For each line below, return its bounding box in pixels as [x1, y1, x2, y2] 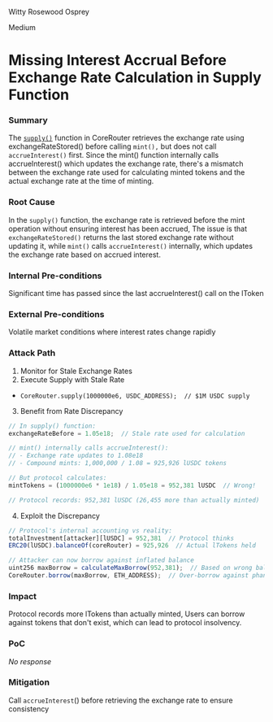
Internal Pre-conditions [8, 270, 102, 281]
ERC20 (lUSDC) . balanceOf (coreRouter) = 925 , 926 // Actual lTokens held [8, 541, 256, 550]
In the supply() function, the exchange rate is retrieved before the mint [8, 215, 245, 224]
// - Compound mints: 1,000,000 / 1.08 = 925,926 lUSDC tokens [8, 459, 227, 468]
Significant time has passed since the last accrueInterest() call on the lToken [8, 289, 264, 298]
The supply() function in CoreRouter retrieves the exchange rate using [8, 133, 245, 143]
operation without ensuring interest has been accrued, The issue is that [8, 224, 248, 233]
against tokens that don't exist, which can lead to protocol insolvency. [8, 618, 242, 628]
